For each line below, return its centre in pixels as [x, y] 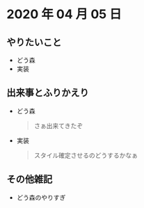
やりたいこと [34, 42]
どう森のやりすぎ [41, 197]
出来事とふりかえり [48, 93]
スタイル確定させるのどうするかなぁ [86, 155]
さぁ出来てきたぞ [58, 125]
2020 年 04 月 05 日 [64, 14]
